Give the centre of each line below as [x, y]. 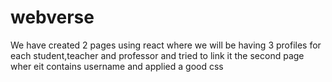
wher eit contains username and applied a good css [117, 66]
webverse [52, 17]
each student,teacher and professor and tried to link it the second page [157, 55]
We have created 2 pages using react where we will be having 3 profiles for [166, 45]
